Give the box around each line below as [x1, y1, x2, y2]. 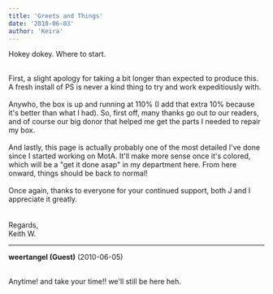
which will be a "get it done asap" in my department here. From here [8, 160, 237, 170]
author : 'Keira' [8, 27, 63, 35]
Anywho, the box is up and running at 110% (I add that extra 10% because [8, 99, 255, 110]
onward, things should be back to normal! [8, 168, 148, 179]
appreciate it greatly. [8, 194, 78, 204]
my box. [8, 125, 36, 135]
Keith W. [8, 229, 37, 239]
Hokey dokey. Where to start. [8, 50, 106, 59]
